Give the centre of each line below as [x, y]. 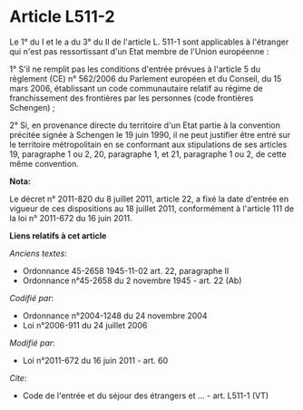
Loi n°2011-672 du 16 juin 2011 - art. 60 [95, 360]
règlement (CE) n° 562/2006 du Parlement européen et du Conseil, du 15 [146, 78]
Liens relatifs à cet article [58, 235]
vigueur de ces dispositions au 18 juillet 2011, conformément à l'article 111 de [152, 208]
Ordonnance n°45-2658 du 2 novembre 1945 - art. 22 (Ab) [132, 280]
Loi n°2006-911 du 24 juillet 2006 [85, 325]
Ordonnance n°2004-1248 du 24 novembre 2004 [115, 316]
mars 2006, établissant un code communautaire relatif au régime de [136, 88]
